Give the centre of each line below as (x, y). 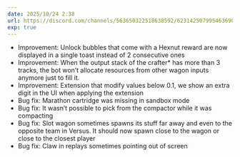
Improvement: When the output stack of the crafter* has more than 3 (119, 63)
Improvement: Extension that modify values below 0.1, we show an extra (124, 86)
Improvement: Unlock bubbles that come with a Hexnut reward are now (122, 48)
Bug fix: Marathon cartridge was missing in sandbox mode (104, 101)
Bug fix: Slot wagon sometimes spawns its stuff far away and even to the (125, 123)
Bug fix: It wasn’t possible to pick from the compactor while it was (115, 108)
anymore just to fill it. (49, 78)
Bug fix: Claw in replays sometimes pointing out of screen (102, 146)
